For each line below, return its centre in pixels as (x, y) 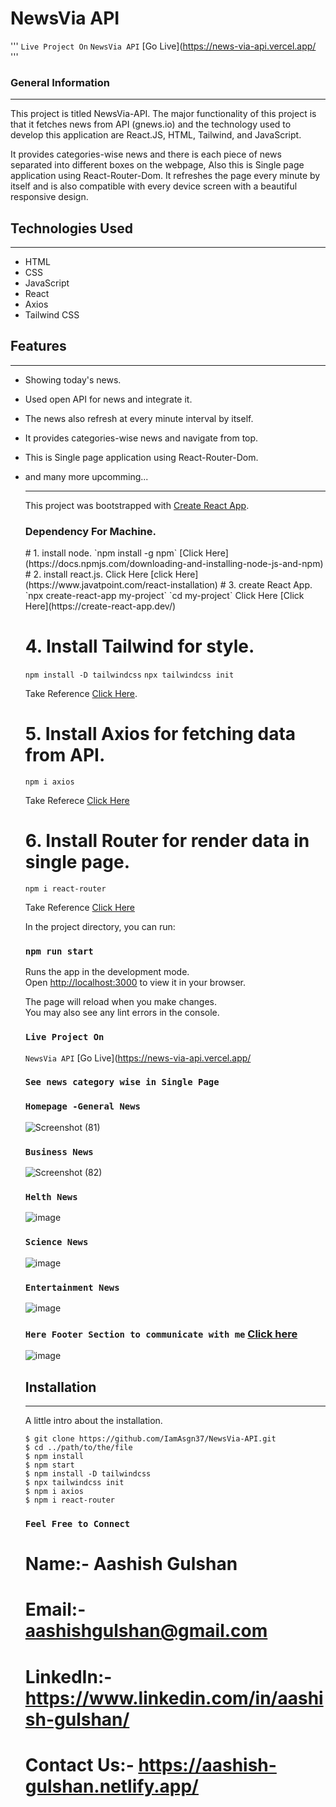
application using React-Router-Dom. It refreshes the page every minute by (165, 176)
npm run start (59, 951)
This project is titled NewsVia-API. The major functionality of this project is (163, 114)
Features (38, 346)
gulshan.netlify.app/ (111, 1786)
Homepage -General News (82, 1106)
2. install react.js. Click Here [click (103, 574)
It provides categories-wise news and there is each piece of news (146, 154)
